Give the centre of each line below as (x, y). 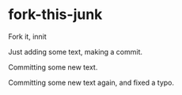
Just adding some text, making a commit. (75, 51)
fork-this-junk (55, 15)
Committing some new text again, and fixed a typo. (91, 82)
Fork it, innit (28, 36)
